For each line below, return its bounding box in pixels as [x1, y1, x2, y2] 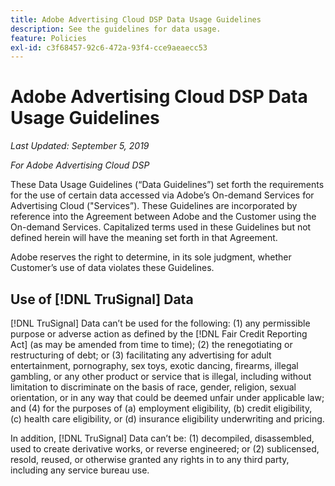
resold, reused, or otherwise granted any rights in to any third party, [10, 454, 290, 465]
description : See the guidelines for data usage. [10, 24, 222, 34]
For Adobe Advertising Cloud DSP [10, 159, 150, 171]
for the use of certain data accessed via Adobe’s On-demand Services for [10, 189, 315, 201]
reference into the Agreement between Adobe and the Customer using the [10, 211, 317, 223]
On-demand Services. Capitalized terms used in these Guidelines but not [10, 221, 312, 233]
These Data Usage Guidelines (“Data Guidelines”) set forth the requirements [10, 179, 325, 191]
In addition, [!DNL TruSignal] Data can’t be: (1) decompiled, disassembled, [10, 432, 315, 444]
